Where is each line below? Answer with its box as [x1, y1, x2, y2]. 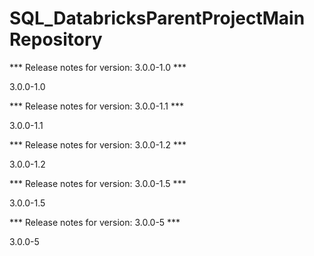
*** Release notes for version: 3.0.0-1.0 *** [9, 61, 187, 73]
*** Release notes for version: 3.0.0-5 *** [9, 216, 181, 228]
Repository [9, 28, 103, 51]
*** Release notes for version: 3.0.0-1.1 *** [9, 100, 185, 112]
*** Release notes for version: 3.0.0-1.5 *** [9, 177, 187, 189]
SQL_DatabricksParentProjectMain [9, 7, 306, 30]
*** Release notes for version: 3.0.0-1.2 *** [9, 138, 187, 151]
